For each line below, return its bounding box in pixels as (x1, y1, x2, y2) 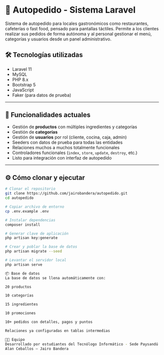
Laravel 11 (12, 66, 32, 72)
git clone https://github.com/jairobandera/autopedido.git (5, 191, 128, 196)
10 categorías (5, 293, 34, 298)
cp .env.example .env (5, 209, 49, 214)
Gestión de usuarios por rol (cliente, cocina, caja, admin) (12, 134, 127, 140)
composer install (5, 222, 41, 227)
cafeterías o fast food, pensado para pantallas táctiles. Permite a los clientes (5, 25, 159, 31)
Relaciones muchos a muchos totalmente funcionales (12, 144, 120, 150)
